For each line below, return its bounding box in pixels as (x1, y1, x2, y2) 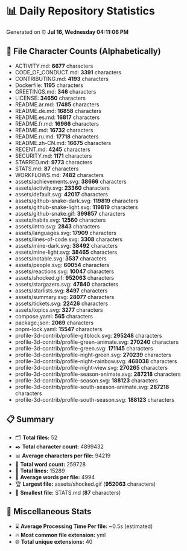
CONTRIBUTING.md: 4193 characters (14, 75, 109, 82)
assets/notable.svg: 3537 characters (14, 254, 107, 262)
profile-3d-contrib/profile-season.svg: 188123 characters (14, 376, 158, 384)
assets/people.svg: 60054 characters (14, 261, 110, 268)
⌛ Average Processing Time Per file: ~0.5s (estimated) (14, 523, 153, 530)
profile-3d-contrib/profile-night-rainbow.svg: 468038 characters (14, 357, 177, 365)
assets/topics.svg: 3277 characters (14, 306, 104, 314)
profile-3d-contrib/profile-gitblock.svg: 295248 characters (14, 332, 162, 339)
